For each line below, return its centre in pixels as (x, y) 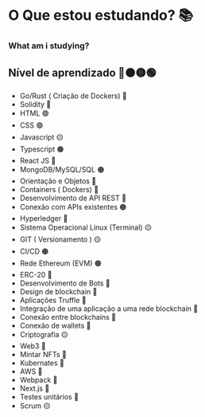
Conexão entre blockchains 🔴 (68, 317)
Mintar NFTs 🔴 (43, 354)
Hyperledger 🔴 (44, 218)
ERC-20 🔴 (36, 274)
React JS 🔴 (38, 160)
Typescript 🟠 (42, 149)
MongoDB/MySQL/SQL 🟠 (62, 169)
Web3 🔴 (33, 346)
